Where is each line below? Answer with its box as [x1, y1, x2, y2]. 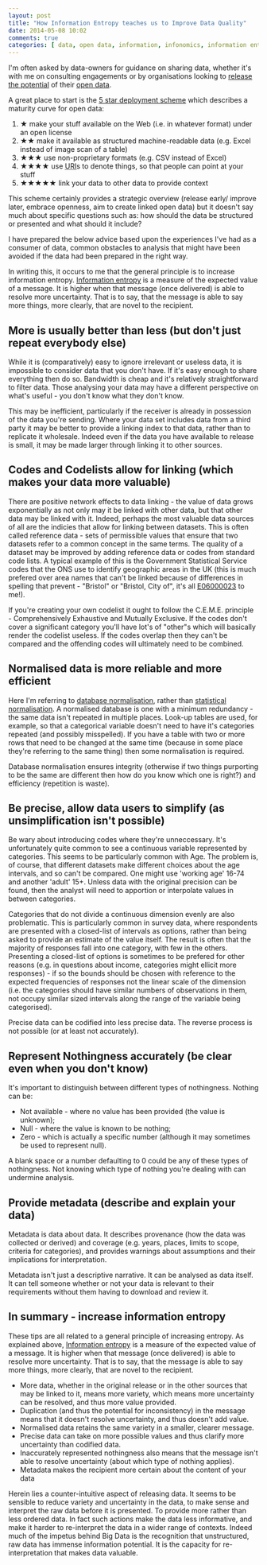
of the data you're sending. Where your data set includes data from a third [8, 414, 252, 424]
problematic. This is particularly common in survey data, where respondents [8, 918, 258, 927]
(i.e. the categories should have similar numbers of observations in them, [8, 985, 248, 995]
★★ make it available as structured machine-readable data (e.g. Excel [19, 136, 252, 146]
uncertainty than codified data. [19, 1439, 122, 1449]
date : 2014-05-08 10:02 [8, 26, 87, 34]
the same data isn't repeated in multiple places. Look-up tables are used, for [8, 713, 258, 722]
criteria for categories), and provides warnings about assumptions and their [8, 1246, 256, 1256]
